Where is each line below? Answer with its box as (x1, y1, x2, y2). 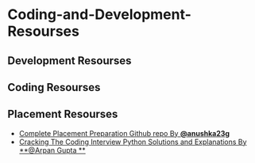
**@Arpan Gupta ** (18, 145, 87, 155)
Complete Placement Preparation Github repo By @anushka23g (18, 128, 230, 138)
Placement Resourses (7, 108, 118, 121)
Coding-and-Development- (7, 6, 192, 24)
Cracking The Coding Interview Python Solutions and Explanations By (18, 137, 247, 146)
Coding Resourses (7, 81, 101, 94)
